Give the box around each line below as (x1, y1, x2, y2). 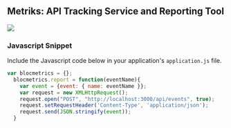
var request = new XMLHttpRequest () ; (19, 89, 129, 96)
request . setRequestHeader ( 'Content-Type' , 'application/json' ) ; (19, 102, 209, 109)
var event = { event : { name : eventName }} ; (19, 82, 147, 89)
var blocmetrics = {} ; (7, 70, 73, 77)
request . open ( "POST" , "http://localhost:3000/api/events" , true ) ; (19, 95, 215, 102)
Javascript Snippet (7, 41, 73, 51)
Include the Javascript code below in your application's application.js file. (7, 57, 223, 65)
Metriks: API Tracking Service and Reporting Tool (7, 6, 225, 17)
